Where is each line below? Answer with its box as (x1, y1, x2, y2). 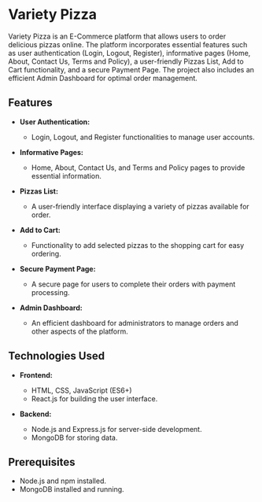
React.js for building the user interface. (31, 393, 158, 403)
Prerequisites (8, 455, 76, 469)
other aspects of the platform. (31, 327, 128, 336)
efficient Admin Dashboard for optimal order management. (8, 73, 198, 83)
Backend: (19, 409, 52, 419)
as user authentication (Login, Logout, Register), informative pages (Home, (8, 48, 251, 57)
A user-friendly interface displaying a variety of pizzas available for (31, 201, 249, 211)
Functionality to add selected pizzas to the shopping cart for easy (31, 240, 245, 249)
